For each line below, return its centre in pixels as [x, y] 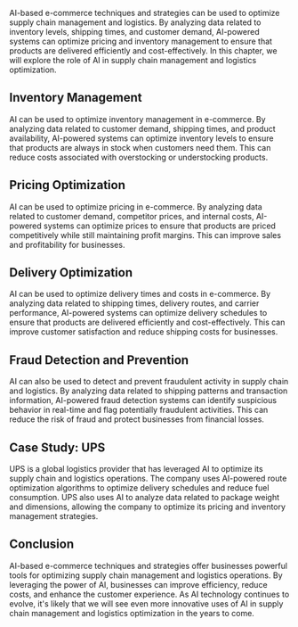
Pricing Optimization [68, 185]
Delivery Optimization [71, 272]
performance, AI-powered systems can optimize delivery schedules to [138, 313]
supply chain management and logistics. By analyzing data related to [135, 22]
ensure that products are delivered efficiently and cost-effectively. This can [147, 322]
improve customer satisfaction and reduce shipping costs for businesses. [144, 332]
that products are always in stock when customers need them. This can [140, 147]
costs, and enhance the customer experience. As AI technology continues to [149, 594]
